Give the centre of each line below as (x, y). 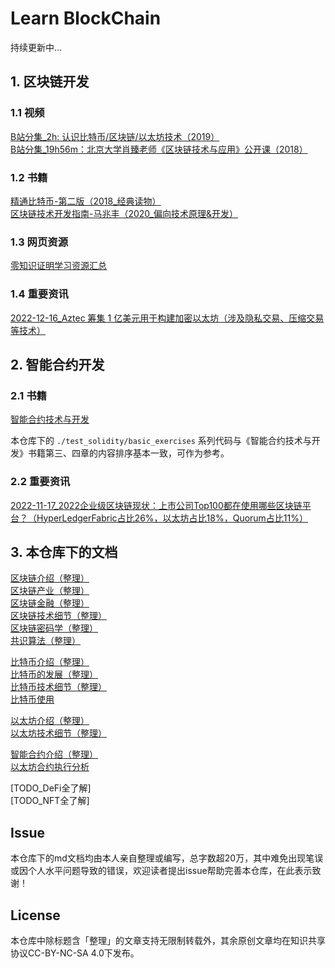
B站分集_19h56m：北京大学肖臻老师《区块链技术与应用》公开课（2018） (159, 149)
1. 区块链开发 (50, 82)
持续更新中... (36, 47)
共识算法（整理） (45, 641)
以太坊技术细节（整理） (58, 733)
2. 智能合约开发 (57, 364)
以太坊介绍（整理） (50, 721)
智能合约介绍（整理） (54, 754)
